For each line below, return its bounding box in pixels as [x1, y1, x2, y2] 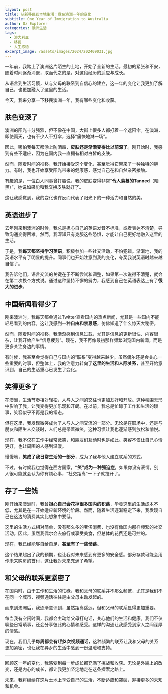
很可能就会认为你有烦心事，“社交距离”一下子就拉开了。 [9, 470, 123, 476]
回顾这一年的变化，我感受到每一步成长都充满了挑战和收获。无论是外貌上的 [5, 660, 158, 666]
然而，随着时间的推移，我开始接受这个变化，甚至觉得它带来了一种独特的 [5, 161, 154, 167]
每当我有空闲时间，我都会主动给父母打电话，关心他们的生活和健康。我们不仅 [5, 615, 163, 621]
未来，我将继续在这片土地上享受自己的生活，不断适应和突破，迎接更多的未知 [5, 677, 163, 683]
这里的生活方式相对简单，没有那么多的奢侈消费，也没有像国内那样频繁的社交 [5, 524, 163, 530]
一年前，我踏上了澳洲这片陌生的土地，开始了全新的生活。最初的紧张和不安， [5, 63, 163, 69]
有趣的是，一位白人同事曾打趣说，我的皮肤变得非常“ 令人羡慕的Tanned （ [5, 178, 155, 184]
